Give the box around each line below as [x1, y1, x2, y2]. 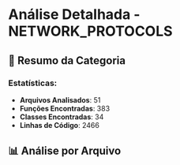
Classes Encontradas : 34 [19, 112, 104, 122]
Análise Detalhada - [8, 6, 141, 24]
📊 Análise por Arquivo [8, 144, 122, 158]
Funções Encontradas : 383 [19, 103, 111, 113]
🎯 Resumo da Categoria [8, 54, 126, 67]
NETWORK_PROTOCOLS [8, 22, 173, 40]
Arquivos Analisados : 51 [19, 95, 101, 104]
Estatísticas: [8, 77, 58, 88]
